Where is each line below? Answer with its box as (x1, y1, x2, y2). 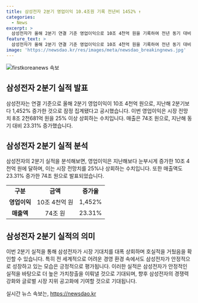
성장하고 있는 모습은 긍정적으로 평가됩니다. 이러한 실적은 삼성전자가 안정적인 (12, 263, 188, 270)
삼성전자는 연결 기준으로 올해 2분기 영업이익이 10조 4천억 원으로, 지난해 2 (6, 100, 176, 107)
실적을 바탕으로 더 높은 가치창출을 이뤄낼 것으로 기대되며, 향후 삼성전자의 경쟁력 (6, 270, 189, 278)
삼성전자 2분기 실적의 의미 (6, 231, 96, 241)
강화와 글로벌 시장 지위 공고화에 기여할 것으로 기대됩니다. (6, 278, 137, 285)
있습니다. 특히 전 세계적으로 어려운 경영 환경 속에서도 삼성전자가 (23, 255, 170, 263)
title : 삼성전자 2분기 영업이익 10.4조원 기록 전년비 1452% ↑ (6, 8, 141, 15)
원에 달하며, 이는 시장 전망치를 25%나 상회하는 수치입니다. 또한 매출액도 (17, 165, 183, 172)
